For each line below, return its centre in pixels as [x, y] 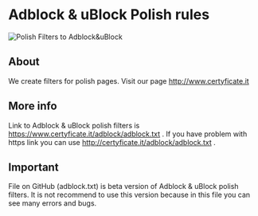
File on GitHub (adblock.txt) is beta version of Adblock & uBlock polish [123, 187]
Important [33, 167]
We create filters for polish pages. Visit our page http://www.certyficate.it [129, 81]
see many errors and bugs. [53, 203]
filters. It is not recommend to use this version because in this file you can [129, 195]
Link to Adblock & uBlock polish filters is [74, 125]
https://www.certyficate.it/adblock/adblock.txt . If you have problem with [128, 134]
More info [33, 106]
